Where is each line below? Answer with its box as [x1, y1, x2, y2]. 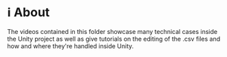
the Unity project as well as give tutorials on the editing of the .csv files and [7, 35, 221, 43]
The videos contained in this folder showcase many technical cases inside [7, 27, 218, 35]
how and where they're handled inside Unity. [7, 41, 134, 50]
